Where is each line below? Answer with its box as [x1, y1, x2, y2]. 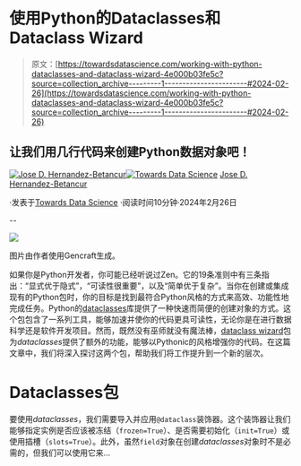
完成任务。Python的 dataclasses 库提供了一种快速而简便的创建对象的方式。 [9, 302, 284, 314]
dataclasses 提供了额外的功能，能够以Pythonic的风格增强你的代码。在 [17, 336, 276, 347]
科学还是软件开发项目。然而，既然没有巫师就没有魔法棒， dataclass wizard [9, 324, 284, 336]
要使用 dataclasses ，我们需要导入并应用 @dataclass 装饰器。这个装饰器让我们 [9, 413, 291, 424]
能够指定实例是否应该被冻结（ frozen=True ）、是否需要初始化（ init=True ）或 [9, 425, 290, 436]
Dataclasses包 [9, 382, 119, 402]
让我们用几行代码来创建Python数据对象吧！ [9, 144, 251, 160]
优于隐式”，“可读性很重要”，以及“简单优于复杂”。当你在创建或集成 [44, 280, 289, 291]
